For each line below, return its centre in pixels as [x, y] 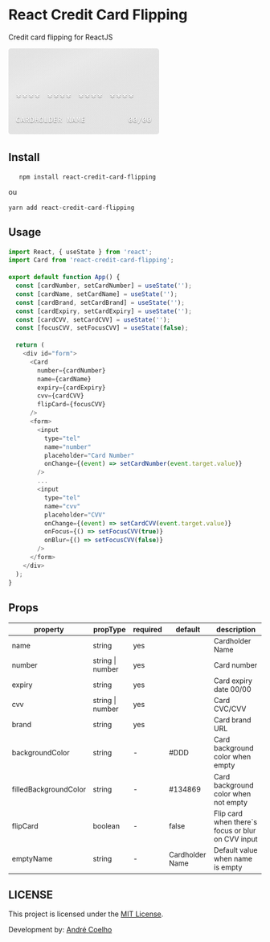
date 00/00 [233, 689]
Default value [236, 850]
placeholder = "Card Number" [89, 455]
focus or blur [235, 830]
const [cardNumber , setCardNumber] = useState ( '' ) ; [104, 286]
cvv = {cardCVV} [61, 396]
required [147, 629]
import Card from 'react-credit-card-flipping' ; [91, 260]
